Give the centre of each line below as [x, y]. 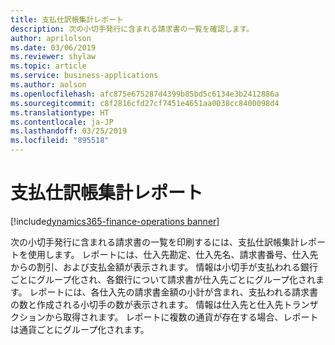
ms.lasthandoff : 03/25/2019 [69, 131]
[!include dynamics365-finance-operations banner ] [115, 221]
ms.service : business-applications [84, 76]
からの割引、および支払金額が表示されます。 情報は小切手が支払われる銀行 [164, 267]
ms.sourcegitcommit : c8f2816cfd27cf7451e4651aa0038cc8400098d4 [145, 103]
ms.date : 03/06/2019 [53, 47]
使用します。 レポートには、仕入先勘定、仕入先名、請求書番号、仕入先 [173, 254]
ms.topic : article [48, 66]
